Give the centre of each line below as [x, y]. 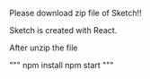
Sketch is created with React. [63, 30]
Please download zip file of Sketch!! [75, 13]
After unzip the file [44, 48]
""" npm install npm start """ [62, 65]
